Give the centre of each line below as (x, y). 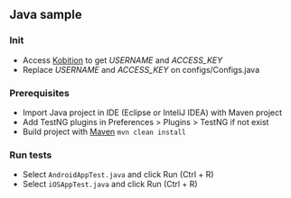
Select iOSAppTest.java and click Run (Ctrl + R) (110, 184)
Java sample (46, 15)
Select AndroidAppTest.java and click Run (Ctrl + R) (118, 175)
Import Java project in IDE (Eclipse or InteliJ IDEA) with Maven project (152, 112)
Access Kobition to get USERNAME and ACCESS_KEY (122, 60)
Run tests (31, 155)
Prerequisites (39, 93)
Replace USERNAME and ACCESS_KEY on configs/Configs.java (141, 69)
